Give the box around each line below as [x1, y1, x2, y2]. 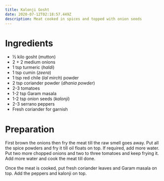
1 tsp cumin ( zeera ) [12, 70, 52, 75]
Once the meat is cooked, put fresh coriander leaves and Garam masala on [5, 165, 158, 171]
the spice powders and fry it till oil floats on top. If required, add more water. [5, 145, 160, 151]
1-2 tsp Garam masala [12, 91, 57, 97]
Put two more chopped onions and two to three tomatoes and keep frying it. [5, 150, 159, 156]
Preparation [5, 124, 55, 135]
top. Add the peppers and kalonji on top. [5, 171, 87, 177]
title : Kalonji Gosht [5, 7, 50, 12]
